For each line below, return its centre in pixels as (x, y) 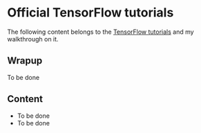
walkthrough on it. (33, 39)
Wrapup (25, 61)
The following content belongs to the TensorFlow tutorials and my (101, 32)
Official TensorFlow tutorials (90, 13)
